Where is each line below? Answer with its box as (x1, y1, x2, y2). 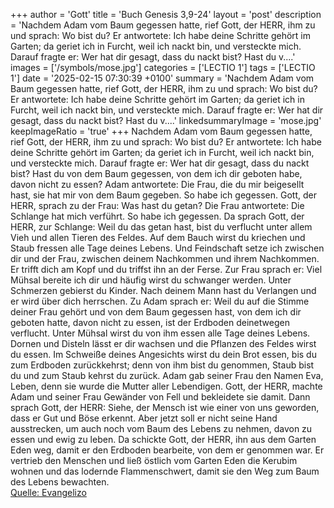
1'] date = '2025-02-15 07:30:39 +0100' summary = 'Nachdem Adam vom (10, 72, 315, 84)
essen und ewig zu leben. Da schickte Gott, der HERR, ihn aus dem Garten (10, 434, 317, 445)
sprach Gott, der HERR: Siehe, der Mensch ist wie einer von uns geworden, (10, 402, 320, 413)
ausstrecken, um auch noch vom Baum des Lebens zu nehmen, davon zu (10, 423, 313, 434)
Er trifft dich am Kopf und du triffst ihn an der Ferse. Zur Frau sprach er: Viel (10, 264, 323, 275)
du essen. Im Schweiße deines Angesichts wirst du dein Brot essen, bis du (10, 349, 317, 360)
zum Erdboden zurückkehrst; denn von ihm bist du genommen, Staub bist (10, 359, 315, 371)
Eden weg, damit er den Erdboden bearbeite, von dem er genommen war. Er (10, 444, 325, 456)
